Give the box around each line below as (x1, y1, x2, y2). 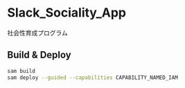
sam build (7, 67, 36, 74)
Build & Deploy (7, 49, 71, 61)
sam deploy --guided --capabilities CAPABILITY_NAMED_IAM (7, 74, 178, 81)
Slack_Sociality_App (7, 5, 127, 21)
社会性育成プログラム (7, 28, 68, 37)
